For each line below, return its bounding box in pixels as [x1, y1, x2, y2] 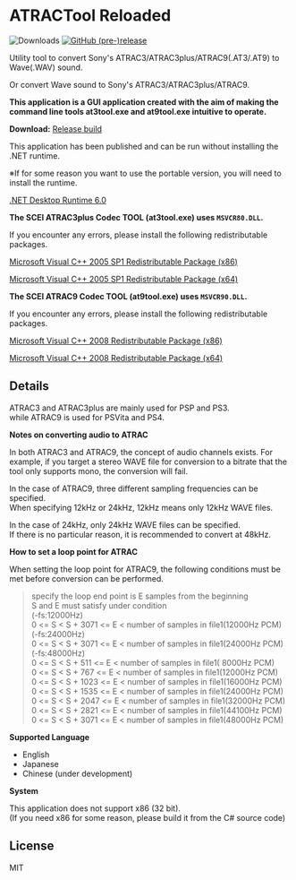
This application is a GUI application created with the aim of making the [9, 96, 279, 108]
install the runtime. [9, 177, 78, 188]
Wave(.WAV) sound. [9, 62, 83, 73]
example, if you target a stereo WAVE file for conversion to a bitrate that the [9, 456, 288, 467]
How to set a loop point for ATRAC [9, 546, 139, 556]
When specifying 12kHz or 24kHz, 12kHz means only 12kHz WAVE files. [9, 502, 274, 513]
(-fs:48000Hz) [30, 647, 86, 659]
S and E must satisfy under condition [30, 600, 167, 610]
